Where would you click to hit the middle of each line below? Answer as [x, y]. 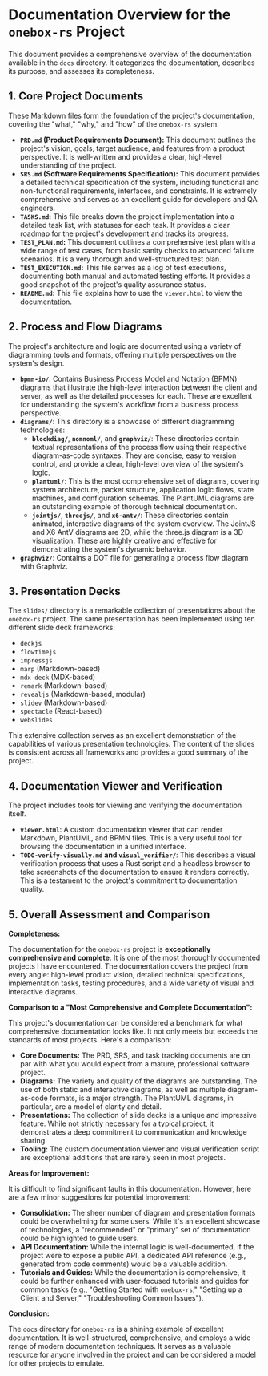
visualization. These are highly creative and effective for [124, 540]
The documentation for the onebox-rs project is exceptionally [110, 949]
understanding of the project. [68, 165]
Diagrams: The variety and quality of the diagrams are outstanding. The [138, 1081]
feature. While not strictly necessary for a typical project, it [117, 1123]
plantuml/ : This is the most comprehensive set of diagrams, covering [146, 481]
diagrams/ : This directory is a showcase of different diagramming [127, 421]
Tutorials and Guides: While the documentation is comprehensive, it [132, 1272]
